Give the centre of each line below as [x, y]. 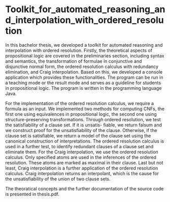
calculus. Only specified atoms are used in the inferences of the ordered [81, 157]
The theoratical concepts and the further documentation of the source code [84, 188]
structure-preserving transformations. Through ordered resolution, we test [83, 119]
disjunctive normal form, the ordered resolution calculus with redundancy [82, 66]
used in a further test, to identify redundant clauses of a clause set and [79, 146]
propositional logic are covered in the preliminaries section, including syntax [85, 56]
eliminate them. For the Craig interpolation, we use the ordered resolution [82, 152]
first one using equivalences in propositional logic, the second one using [81, 114]
